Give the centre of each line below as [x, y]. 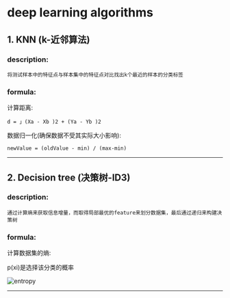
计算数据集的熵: [29, 253]
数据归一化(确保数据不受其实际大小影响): [64, 135]
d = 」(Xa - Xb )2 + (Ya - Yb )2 [54, 122]
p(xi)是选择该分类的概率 [40, 267]
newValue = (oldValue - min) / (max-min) [67, 148]
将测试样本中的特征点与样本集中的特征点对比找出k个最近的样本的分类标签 [95, 74]
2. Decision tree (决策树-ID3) [69, 177]
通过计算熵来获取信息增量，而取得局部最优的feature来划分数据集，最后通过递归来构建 [112, 213]
